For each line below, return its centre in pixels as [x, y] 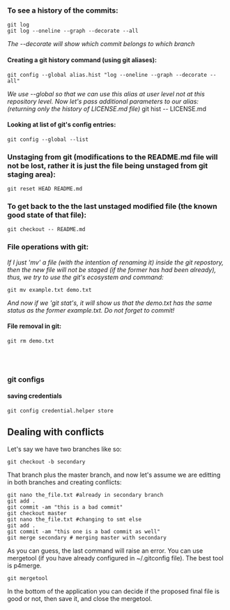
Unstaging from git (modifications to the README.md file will [113, 157]
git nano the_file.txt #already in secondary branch [85, 495]
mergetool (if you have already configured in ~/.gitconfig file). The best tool [116, 558]
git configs [26, 379]
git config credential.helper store [60, 410]
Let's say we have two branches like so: [64, 449]
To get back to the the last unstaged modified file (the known [112, 206]
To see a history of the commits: [63, 10]
